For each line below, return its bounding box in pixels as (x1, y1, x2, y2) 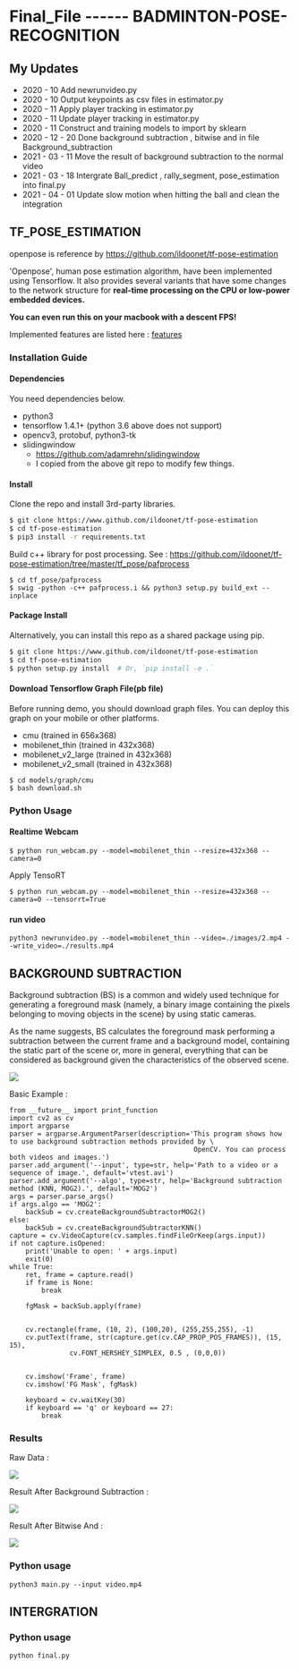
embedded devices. (9, 294, 85, 305)
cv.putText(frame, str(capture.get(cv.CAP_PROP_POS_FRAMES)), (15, (25, 1333, 282, 1341)
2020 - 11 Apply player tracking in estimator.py (21, 104, 194, 114)
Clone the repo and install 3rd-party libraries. (9, 498, 176, 509)
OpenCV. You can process (193, 1145, 286, 1154)
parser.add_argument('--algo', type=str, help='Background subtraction (9, 1176, 282, 1185)
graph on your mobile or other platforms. (9, 712, 159, 723)
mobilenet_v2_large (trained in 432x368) (21, 749, 173, 760)
